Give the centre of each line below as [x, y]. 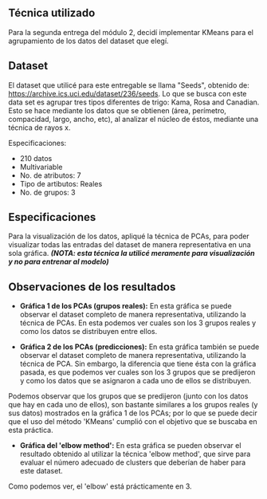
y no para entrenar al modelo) [59, 261]
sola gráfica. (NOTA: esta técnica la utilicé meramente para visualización [132, 253]
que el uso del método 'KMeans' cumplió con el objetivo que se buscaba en [133, 422]
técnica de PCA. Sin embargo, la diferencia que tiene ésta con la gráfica [138, 364]
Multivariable [41, 167]
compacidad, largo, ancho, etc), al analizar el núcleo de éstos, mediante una [133, 119]
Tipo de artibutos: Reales [61, 183]
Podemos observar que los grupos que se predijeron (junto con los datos [128, 396]
